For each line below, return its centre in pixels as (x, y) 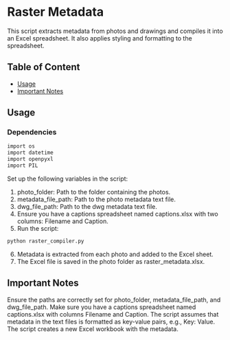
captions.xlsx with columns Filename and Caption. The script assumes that (113, 314)
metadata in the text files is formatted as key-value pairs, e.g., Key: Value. (111, 321)
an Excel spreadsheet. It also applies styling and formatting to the (100, 38)
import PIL (23, 166)
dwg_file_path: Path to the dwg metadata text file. (87, 206)
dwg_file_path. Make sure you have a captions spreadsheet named (102, 307)
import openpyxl (30, 159)
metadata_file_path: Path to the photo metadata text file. (96, 199)
